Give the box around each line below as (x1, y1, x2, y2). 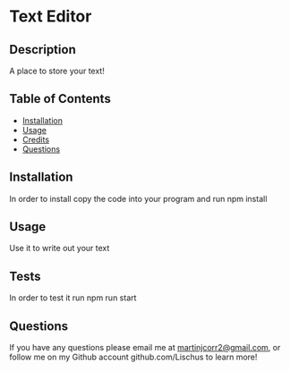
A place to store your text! (9, 65, 105, 76)
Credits (21, 134, 50, 145)
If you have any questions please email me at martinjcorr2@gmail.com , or (9, 342, 281, 353)
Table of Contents (9, 91, 112, 106)
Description (9, 42, 76, 57)
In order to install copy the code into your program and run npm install (9, 193, 268, 204)
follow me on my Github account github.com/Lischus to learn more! (9, 351, 258, 363)
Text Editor (9, 6, 92, 27)
